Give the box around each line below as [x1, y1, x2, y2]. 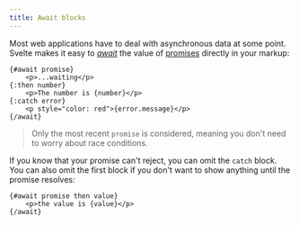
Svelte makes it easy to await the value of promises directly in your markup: [9, 47, 290, 58]
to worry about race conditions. [31, 137, 148, 148]
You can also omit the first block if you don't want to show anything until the [9, 164, 291, 175]
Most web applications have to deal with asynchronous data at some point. [9, 38, 286, 49]
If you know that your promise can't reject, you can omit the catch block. [9, 155, 277, 166]
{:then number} [9, 80, 66, 90]
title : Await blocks [9, 13, 87, 22]
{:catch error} [9, 96, 66, 105]
